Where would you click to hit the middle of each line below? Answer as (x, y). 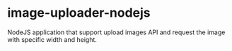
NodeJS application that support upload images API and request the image (116, 32)
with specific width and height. (52, 39)
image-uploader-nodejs (79, 13)
